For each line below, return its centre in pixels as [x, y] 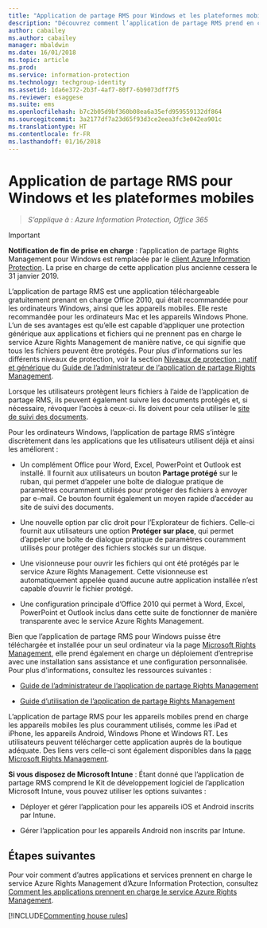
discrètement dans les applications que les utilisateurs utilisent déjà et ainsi [131, 441]
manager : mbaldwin [39, 45]
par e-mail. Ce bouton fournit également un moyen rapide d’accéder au [136, 499]
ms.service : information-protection [69, 75]
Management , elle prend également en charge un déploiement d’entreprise [131, 653]
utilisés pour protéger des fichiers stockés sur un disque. [113, 548]
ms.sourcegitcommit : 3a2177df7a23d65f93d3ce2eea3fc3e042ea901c [115, 119]
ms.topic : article [39, 61]
